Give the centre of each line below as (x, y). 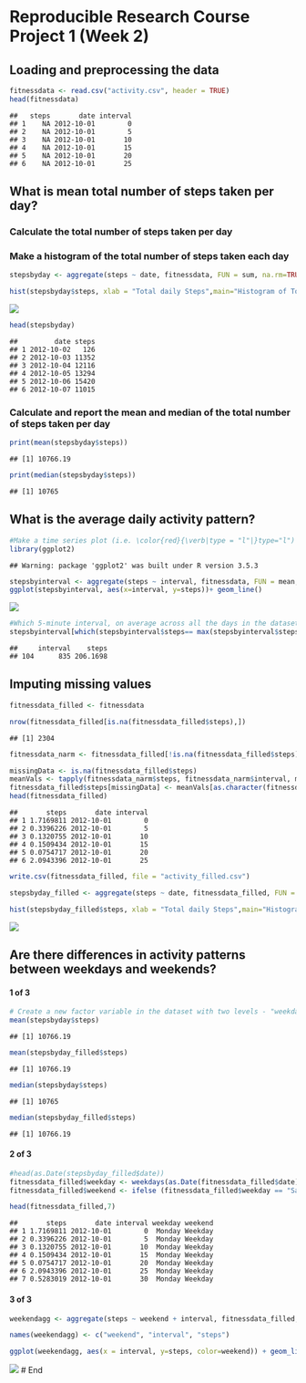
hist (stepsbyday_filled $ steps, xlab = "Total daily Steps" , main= (136, 910)
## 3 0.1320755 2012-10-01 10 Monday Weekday (112, 1247)
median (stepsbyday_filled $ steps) (73, 1118)
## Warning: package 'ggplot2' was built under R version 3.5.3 (134, 566)
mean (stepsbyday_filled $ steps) (69, 1053)
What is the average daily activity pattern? (133, 520)
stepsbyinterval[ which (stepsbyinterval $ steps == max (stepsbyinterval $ (144, 632)
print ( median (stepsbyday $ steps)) (73, 475)
